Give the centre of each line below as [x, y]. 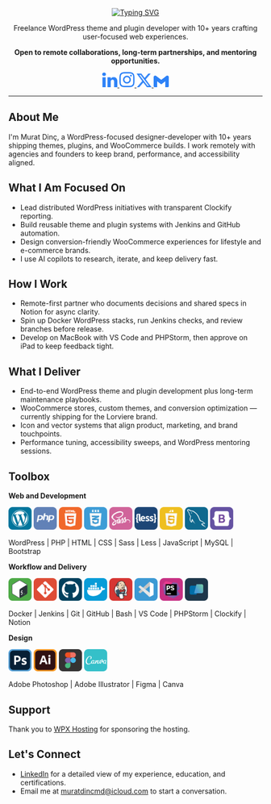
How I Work [38, 284]
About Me [33, 117]
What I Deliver [44, 371]
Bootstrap [25, 551]
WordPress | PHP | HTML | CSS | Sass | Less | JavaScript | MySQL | [121, 542]
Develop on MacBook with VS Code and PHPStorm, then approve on [134, 338]
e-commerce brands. [55, 250]
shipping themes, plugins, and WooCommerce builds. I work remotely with [132, 145]
